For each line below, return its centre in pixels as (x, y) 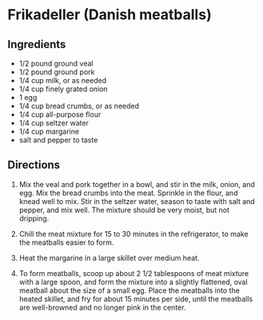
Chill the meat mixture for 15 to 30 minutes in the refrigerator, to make (133, 234)
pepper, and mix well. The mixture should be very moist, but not (124, 210)
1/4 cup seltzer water (54, 123)
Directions (34, 165)
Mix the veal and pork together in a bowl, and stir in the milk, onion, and (137, 184)
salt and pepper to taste (58, 140)
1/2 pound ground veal (56, 63)
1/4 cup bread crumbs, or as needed (79, 106)
